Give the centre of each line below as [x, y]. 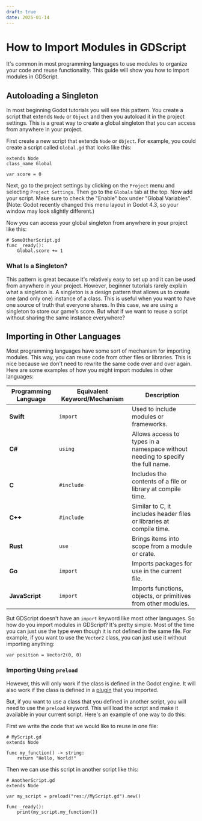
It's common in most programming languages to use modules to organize [97, 64]
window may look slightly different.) [50, 211]
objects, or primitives [161, 596]
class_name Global [29, 164]
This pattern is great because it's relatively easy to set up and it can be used [101, 279]
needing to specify [158, 457]
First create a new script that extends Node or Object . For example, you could [101, 141]
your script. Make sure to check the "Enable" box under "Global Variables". [99, 198]
